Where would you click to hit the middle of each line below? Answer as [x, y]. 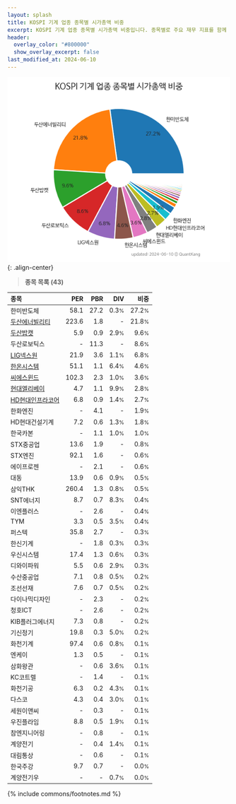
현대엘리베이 [28, 389]
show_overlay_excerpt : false [57, 52]
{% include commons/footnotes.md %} [64, 793]
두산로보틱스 [28, 344]
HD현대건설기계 [32, 422]
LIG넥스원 [24, 355]
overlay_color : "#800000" [52, 45]
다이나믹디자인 [30, 599]
